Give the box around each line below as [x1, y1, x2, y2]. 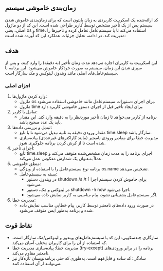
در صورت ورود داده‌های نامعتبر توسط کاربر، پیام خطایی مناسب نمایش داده [19, 202, 154, 208]
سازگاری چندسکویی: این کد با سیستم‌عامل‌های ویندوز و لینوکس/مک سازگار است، [12, 234, 159, 240]
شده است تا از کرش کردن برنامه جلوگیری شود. [19, 140, 106, 146]
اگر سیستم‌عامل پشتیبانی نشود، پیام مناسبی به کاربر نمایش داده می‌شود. [26, 191, 158, 197]
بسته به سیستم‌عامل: [19, 171, 57, 177]
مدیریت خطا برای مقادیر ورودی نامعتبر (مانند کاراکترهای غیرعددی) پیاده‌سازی [19, 134, 158, 141]
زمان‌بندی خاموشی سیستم [5, 4, 76, 12]
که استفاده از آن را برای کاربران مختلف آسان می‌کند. [12, 239, 108, 246]
